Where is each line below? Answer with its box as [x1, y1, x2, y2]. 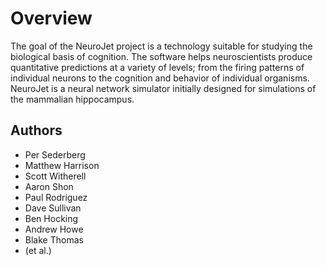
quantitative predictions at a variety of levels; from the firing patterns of [10, 61, 305, 73]
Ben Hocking [24, 212, 79, 224]
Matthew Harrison [24, 159, 100, 171]
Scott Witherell [24, 170, 87, 182]
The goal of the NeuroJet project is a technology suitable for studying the [10, 40, 313, 52]
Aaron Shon [24, 180, 74, 192]
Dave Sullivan [24, 202, 82, 214]
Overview [10, 7, 93, 30]
